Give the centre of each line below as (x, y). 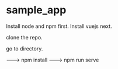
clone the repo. (24, 37)
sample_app (36, 10)
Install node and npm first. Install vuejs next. (59, 26)
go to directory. (25, 48)
